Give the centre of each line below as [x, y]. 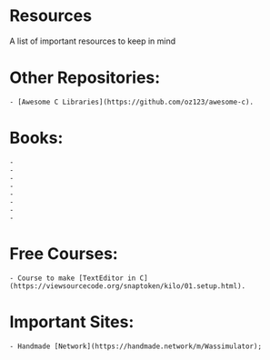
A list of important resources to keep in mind [93, 41]
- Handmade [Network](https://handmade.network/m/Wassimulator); [135, 346]
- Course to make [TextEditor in [73, 278]
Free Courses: [64, 254]
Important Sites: [72, 321]
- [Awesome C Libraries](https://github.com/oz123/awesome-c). [132, 102]
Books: [36, 138]
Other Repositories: [85, 78]
